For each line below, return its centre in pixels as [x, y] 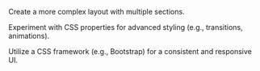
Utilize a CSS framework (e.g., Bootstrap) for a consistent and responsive [130, 51]
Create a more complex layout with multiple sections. [96, 12]
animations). [29, 36]
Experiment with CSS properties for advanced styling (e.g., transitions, [126, 27]
